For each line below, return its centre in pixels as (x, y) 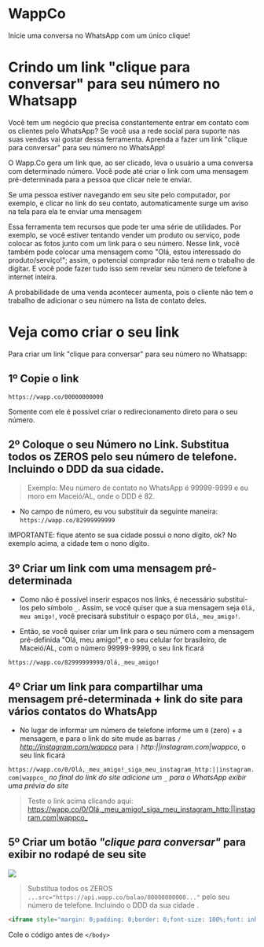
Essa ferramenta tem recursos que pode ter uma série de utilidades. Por (125, 227)
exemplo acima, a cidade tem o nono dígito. (79, 544)
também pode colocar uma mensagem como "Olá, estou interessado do (125, 252)
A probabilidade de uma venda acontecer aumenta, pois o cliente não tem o (131, 292)
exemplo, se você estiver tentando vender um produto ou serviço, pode (124, 235)
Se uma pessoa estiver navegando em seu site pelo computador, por (119, 194)
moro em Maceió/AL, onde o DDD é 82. (91, 496)
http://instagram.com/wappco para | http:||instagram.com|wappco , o (132, 747)
